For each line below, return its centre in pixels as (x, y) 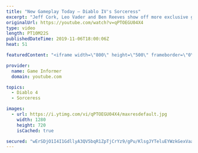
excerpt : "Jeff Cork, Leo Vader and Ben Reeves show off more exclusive (97, 17)
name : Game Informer (37, 71)
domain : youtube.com (37, 76)
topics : (16, 87)
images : (16, 109)
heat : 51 (17, 45)
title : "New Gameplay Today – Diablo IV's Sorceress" (74, 11)
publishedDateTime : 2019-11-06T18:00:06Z (58, 39)
